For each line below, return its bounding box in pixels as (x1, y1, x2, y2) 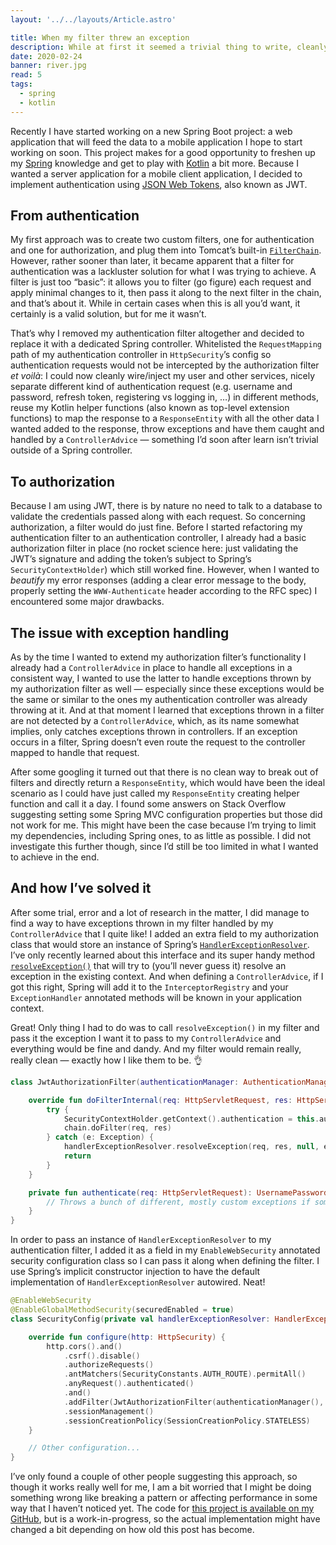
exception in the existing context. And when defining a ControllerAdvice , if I (10, 970, 324, 982)
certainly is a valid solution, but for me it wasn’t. (10, 308, 207, 320)
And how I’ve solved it (10, 880, 152, 897)
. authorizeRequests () (63, 1360, 155, 1370)
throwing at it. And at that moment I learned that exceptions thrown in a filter (10, 704, 325, 716)
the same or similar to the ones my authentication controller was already (10, 694, 308, 706)
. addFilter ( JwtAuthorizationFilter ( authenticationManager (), (63, 1397, 325, 1407)
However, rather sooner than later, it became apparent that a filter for (10, 255, 295, 267)
